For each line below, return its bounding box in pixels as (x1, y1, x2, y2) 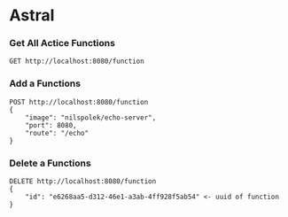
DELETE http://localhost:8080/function (9, 177, 157, 186)
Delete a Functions (9, 157, 91, 169)
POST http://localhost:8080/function (9, 97, 149, 106)
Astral (9, 5, 55, 26)
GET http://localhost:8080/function (9, 57, 144, 66)
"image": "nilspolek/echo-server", (25, 112, 157, 122)
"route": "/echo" (25, 128, 90, 137)
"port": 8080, (25, 120, 77, 129)
